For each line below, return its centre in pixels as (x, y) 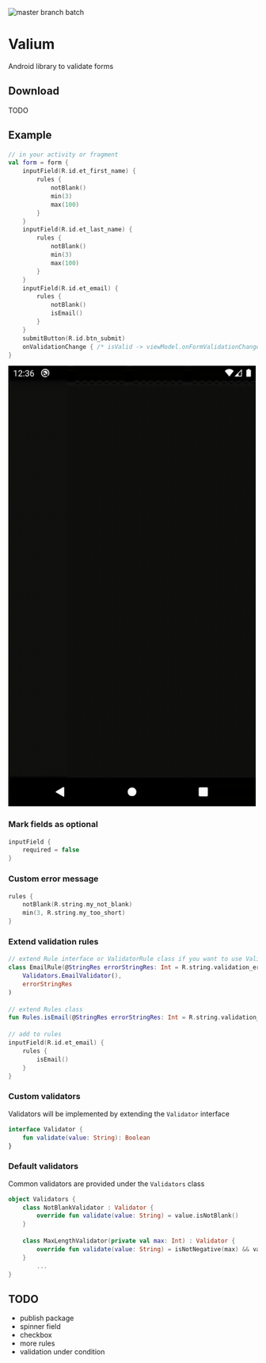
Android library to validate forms (61, 66)
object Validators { (42, 1199)
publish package (47, 1318)
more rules (37, 1343)
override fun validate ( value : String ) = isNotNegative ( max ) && (143, 1249)
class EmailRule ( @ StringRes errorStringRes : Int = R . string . (111, 967)
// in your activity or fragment (63, 155)
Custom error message (53, 879)
